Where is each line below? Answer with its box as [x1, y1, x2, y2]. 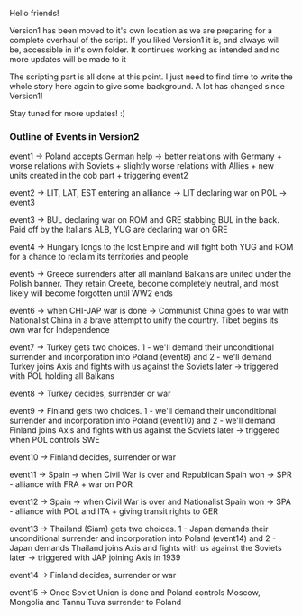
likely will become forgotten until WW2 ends [9, 288, 173, 299]
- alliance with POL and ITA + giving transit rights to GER [9, 506, 219, 517]
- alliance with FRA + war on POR [9, 479, 133, 490]
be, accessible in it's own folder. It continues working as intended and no [9, 44, 280, 55]
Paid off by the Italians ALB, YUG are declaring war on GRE [9, 225, 228, 235]
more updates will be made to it [9, 54, 126, 64]
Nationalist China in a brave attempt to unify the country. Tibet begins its [9, 315, 279, 326]
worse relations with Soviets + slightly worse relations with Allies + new [9, 161, 275, 171]
